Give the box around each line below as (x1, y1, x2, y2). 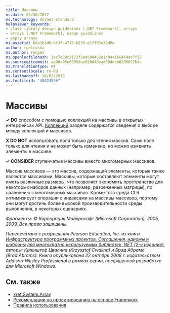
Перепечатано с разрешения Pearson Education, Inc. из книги (6, 230, 140, 236)
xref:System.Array (13, 291, 51, 297)
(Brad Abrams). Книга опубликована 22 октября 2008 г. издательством (6, 252, 160, 258)
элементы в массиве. (6, 148, 53, 154)
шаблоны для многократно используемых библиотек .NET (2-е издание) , (6, 241, 165, 248)
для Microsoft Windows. (6, 263, 57, 269)
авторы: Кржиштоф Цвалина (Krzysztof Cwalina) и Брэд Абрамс (6, 247, 145, 253)
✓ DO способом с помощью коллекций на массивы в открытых (6, 117, 144, 123)
